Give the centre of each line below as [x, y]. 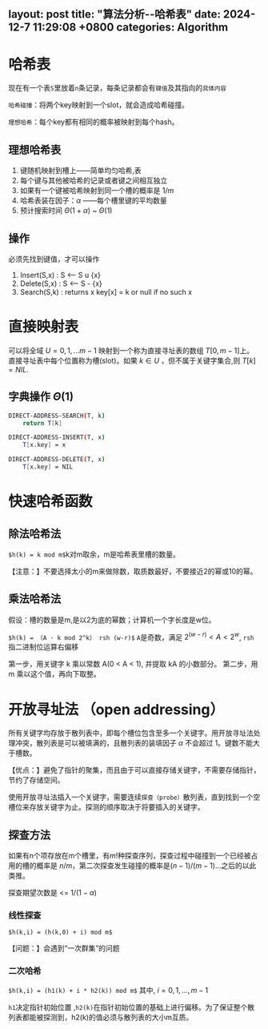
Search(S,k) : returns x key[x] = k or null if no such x [106, 291]
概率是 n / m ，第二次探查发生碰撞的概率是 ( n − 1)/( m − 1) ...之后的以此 [146, 866]
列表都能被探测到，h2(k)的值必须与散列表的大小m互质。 [101, 1017]
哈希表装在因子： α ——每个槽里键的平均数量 [94, 201]
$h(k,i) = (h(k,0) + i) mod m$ [60, 933]
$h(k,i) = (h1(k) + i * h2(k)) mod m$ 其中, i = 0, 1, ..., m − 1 [108, 990]
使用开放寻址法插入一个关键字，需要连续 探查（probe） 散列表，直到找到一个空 [134, 797]
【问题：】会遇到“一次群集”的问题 [64, 948]
